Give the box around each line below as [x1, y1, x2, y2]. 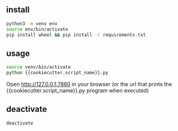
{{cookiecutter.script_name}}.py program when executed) [6, 87, 149, 94]
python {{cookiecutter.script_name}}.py [6, 70, 109, 76]
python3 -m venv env [6, 20, 58, 26]
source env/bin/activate [6, 26, 68, 32]
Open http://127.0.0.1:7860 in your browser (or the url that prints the [6, 81, 173, 87]
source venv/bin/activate [6, 64, 71, 71]
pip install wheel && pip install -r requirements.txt [6, 32, 146, 38]
